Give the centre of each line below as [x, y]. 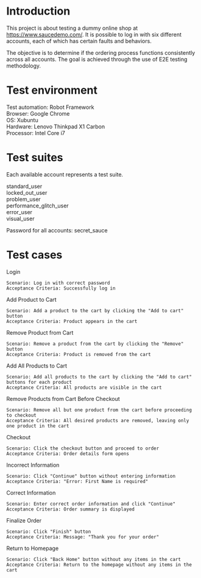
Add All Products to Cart [37, 366]
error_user [19, 212]
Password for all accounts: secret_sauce [57, 230]
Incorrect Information [33, 465]
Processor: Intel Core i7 [36, 133]
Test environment [52, 90]
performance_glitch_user [37, 206]
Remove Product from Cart [40, 332]
